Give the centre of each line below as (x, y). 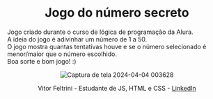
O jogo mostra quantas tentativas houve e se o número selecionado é (107, 46)
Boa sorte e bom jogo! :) (42, 61)
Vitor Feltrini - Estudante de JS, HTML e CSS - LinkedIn (117, 88)
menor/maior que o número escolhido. (62, 54)
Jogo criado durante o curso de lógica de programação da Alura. (100, 32)
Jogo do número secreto (117, 13)
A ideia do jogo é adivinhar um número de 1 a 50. (77, 39)
